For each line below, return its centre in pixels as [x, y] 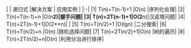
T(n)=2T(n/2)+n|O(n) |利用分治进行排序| [55, 39]
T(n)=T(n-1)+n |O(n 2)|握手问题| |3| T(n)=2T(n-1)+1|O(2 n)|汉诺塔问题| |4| [96, 17]
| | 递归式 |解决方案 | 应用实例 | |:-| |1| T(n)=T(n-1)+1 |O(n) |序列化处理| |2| [95, 9]
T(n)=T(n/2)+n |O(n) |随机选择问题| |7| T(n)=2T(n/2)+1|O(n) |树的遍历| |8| [95, 31]
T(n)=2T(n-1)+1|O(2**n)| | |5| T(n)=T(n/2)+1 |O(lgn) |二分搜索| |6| [87, 24]
